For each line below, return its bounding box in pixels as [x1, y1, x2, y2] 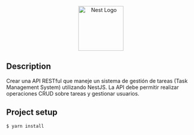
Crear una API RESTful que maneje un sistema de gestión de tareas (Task [6, 77, 188, 84]
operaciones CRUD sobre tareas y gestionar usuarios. [6, 90, 140, 97]
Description [6, 62, 51, 72]
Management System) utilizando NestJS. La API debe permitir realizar [6, 84, 179, 91]
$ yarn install [6, 123, 44, 129]
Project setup [6, 108, 58, 118]
